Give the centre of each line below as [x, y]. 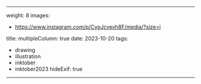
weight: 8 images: [28, 15]
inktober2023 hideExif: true [48, 69]
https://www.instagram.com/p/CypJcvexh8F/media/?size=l [88, 27]
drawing [25, 50]
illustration [28, 56]
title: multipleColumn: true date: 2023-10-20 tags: [67, 38]
